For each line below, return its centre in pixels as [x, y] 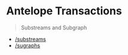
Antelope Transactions [64, 11]
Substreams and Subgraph [54, 27]
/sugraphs [28, 45]
